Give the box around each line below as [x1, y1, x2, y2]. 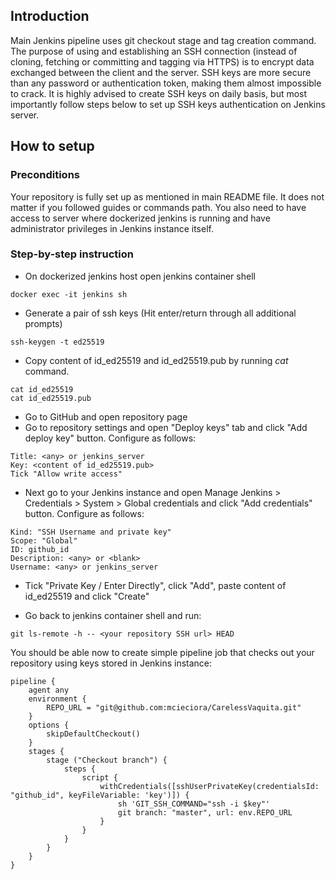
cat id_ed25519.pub [10, 393, 92, 403]
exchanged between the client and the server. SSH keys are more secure [10, 66, 312, 78]
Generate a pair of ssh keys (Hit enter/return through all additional [24, 307, 297, 319]
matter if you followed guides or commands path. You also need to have [10, 201, 307, 213]
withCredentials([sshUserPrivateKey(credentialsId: [99, 781, 320, 791]
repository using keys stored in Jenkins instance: [10, 657, 213, 669]
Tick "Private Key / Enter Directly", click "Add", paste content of [24, 579, 287, 591]
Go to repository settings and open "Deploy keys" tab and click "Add [24, 421, 308, 433]
